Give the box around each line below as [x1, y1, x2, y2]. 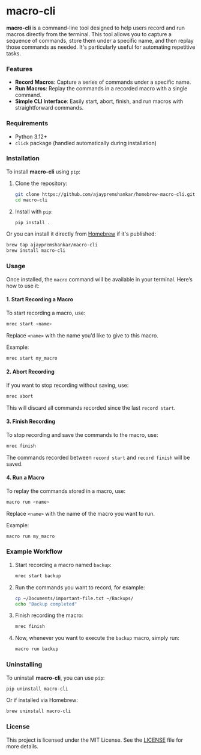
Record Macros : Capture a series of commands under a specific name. [14, 78, 191, 86]
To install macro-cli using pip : [6, 168, 81, 175]
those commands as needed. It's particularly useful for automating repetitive [6, 43, 196, 51]
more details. [6, 742, 39, 750]
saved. [6, 460, 23, 468]
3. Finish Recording [6, 418, 56, 425]
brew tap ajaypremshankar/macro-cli [6, 242, 98, 248]
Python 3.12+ [14, 133, 47, 140]
